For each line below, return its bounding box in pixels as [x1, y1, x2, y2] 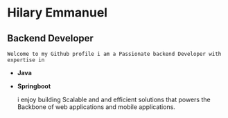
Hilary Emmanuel [7, 5, 108, 21]
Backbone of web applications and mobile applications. [17, 103, 175, 111]
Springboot [17, 82, 51, 90]
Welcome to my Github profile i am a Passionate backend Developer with [7, 50, 222, 57]
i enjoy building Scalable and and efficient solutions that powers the [17, 95, 211, 104]
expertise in [7, 57, 45, 63]
